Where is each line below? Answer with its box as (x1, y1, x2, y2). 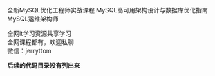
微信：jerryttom (7, 47, 52, 55)
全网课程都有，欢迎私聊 (7, 38, 74, 46)
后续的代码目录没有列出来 (7, 61, 80, 69)
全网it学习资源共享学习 (7, 30, 71, 37)
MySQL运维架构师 (7, 15, 59, 23)
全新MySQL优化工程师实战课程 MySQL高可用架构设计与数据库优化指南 (7, 6, 209, 14)
